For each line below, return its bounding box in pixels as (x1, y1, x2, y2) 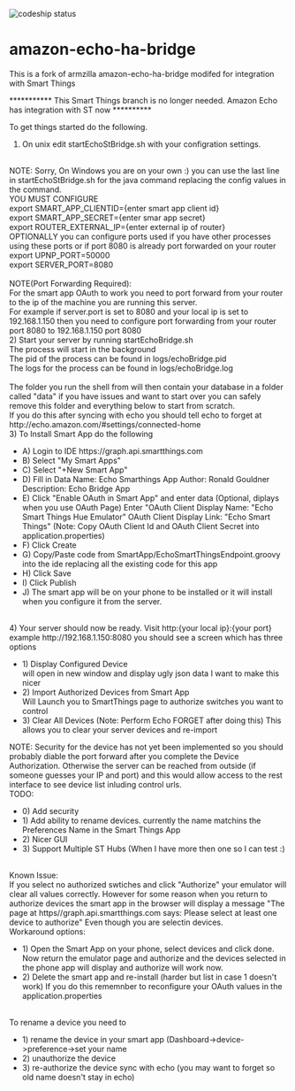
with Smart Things (9, 78, 76, 88)
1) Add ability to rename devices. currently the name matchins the (21, 815, 261, 826)
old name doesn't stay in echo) (21, 1072, 135, 1082)
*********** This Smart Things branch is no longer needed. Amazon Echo (9, 95, 278, 105)
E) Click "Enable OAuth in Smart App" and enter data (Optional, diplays (21, 492, 280, 503)
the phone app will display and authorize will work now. (21, 962, 223, 972)
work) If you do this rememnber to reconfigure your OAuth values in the (21, 980, 283, 991)
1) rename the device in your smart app (21, 1033, 165, 1044)
